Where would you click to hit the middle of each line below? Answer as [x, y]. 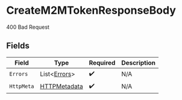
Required [102, 62]
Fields [18, 46]
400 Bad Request [28, 27]
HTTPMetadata [61, 86]
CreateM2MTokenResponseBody [91, 10]
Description [138, 62]
